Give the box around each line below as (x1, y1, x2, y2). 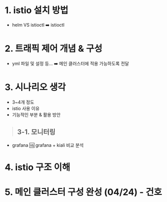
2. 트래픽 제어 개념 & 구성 (5, 43, 103, 54)
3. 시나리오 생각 (5, 81, 66, 93)
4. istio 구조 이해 (5, 161, 70, 173)
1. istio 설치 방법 (5, 5, 68, 16)
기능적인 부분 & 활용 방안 (12, 112, 61, 118)
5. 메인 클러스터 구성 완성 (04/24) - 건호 (5, 186, 162, 197)
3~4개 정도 (12, 99, 35, 105)
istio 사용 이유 (12, 105, 40, 111)
